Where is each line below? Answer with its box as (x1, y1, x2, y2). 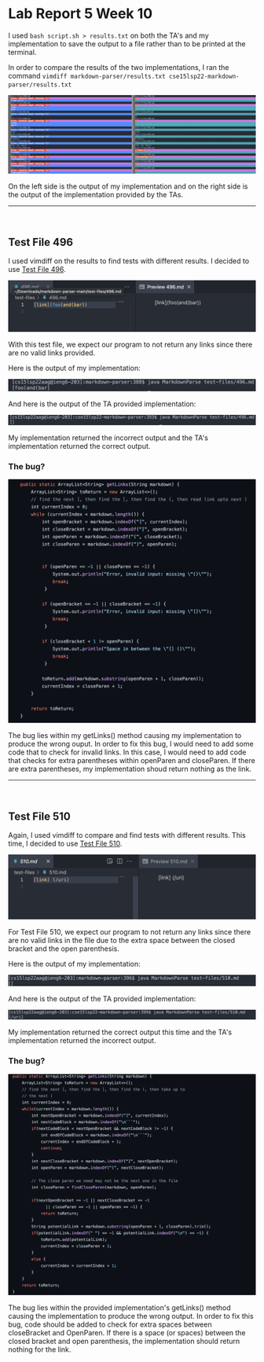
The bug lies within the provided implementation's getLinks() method (8, 1302, 232, 1312)
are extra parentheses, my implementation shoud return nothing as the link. (8, 764, 252, 774)
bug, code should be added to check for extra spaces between (8, 1320, 212, 1329)
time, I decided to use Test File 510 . (8, 839, 123, 849)
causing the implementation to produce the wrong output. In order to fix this (8, 1311, 254, 1320)
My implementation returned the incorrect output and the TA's (8, 433, 208, 442)
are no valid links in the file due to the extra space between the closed (8, 935, 236, 945)
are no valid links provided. (8, 348, 96, 358)
